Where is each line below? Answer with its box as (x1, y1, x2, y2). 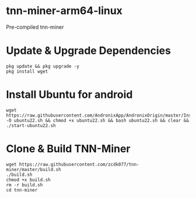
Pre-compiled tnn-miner (6, 23, 64, 30)
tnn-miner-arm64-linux (6, 4, 123, 18)
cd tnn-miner (6, 187, 38, 193)
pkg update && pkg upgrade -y (6, 63, 80, 69)
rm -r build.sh (6, 182, 43, 188)
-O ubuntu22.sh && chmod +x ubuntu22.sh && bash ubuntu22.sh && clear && (6, 117, 190, 124)
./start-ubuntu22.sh (6, 122, 57, 128)
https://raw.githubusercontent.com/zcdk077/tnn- (19, 161, 140, 168)
